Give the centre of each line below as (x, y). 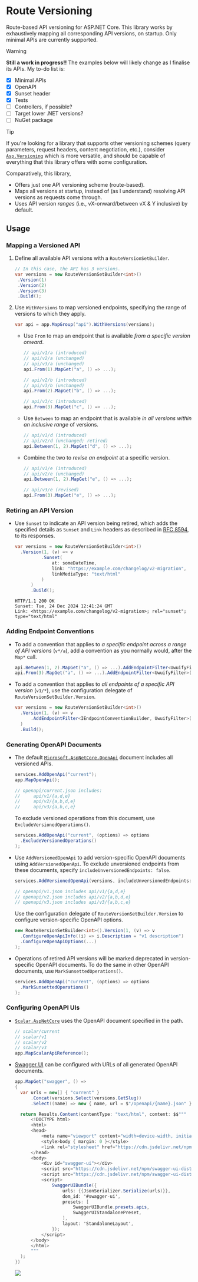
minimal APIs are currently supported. (52, 39)
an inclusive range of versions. (61, 425)
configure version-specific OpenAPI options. (69, 920)
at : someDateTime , (75, 563)
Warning (16, 51)
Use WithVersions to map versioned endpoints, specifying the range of (100, 308)
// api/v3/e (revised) (51, 490)
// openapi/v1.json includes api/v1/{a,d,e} (70, 891)
